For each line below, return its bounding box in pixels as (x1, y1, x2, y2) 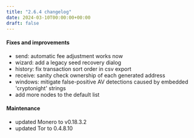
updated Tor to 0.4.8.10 (15, 125, 73, 132)
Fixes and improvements (6, 39, 70, 46)
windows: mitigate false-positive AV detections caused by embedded (15, 78, 189, 85)
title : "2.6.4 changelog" (6, 8, 72, 15)
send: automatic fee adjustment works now (15, 52, 123, 59)
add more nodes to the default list (15, 91, 100, 98)
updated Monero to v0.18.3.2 (15, 118, 87, 125)
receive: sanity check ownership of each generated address (15, 71, 166, 79)
